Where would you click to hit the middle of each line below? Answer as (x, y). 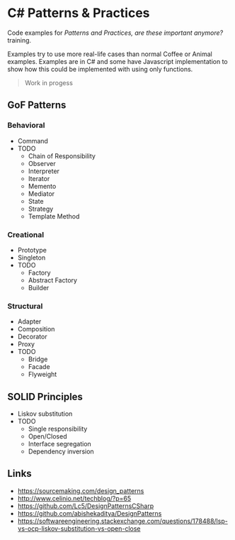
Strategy (41, 209)
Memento (42, 186)
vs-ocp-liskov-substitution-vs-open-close (79, 528)
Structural (25, 306)
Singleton (31, 258)
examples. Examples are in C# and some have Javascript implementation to (117, 61)
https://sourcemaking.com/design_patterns (81, 490)
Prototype (32, 250)
